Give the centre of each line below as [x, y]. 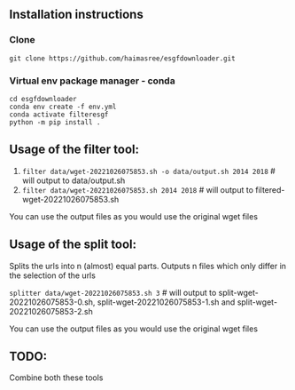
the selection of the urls [52, 275]
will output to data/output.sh [74, 180]
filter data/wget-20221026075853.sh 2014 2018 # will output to [138, 189]
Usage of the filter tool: [74, 150]
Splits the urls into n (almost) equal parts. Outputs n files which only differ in [147, 266]
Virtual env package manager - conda [92, 81]
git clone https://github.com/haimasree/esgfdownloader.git [123, 58]
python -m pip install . [55, 122]
